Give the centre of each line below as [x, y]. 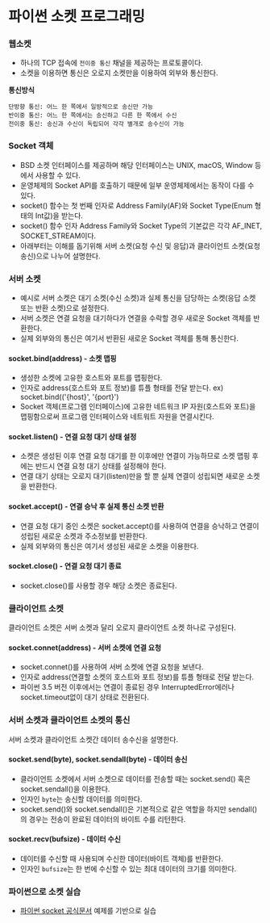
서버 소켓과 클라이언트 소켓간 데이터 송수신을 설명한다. [93, 739]
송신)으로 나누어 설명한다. [60, 256]
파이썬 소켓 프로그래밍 [77, 17]
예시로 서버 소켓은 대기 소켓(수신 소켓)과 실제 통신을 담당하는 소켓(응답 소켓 [138, 298]
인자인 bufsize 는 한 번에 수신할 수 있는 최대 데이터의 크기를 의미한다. [128, 869]
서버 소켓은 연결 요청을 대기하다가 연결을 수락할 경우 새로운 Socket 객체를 [136, 318]
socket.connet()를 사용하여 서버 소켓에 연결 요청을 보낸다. [112, 667]
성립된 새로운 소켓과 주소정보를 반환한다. [83, 536]
